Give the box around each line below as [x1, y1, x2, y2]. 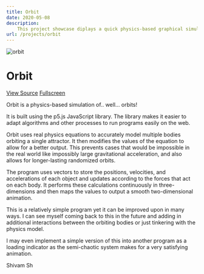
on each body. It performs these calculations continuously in [6, 181, 158, 189]
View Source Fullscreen [6, 89, 66, 97]
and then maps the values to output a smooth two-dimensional [36, 188, 193, 195]
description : [6, 20, 39, 26]
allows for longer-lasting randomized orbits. [6, 157, 116, 164]
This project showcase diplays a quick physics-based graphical [17, 25, 183, 32]
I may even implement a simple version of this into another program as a [6, 237, 187, 244]
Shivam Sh [6, 262, 33, 269]
